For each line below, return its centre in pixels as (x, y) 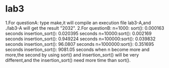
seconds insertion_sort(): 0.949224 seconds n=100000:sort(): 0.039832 (80, 39)
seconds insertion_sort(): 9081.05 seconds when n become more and (77, 49)
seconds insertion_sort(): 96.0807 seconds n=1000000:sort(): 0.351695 (80, 44)
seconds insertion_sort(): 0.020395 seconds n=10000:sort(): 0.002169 (78, 33)
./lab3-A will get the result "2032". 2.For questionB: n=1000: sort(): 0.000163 (85, 28)
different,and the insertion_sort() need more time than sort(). (68, 60)
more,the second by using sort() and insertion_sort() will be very (72, 55)
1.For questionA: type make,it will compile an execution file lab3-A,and (78, 23)
